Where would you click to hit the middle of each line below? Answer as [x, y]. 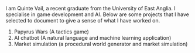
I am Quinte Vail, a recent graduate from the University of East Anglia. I [91, 8]
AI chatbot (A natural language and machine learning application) [93, 38]
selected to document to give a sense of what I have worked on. [83, 20]
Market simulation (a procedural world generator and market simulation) [101, 44]
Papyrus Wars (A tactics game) [51, 32]
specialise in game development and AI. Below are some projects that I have [97, 14]
